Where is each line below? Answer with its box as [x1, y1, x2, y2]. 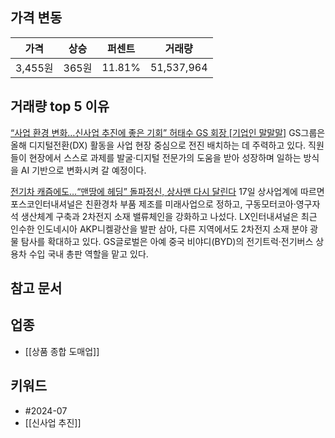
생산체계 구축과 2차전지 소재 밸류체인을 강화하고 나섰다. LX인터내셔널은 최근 [20, 210, 318, 222]
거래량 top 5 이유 [10, 98, 110, 115]
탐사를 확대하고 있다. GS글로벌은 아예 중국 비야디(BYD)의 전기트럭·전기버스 [20, 235, 314, 247]
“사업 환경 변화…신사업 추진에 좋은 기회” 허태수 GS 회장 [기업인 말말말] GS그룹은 [10, 126, 326, 138]
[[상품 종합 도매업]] [24, 345, 100, 357]
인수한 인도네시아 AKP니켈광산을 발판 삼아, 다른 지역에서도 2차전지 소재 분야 [10, 223, 308, 235]
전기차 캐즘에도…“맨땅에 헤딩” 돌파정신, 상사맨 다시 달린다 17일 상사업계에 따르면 [10, 185, 325, 197]
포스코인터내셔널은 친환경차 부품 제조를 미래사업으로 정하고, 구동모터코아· [10, 198, 297, 210]
